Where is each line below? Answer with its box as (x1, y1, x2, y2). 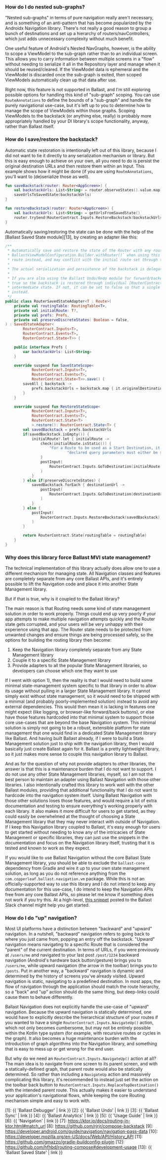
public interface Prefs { (14, 345, 68, 350)
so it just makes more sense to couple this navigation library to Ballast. (5, 751, 148, 757)
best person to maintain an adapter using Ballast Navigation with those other (5, 777, 161, 783)
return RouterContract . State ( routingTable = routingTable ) (23, 533, 147, 538)
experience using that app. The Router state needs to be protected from (5, 626, 152, 633)
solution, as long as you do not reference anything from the (5, 870, 126, 876)
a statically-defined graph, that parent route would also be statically (5, 1066, 143, 1072)
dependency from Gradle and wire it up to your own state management (5, 865, 150, 871)
